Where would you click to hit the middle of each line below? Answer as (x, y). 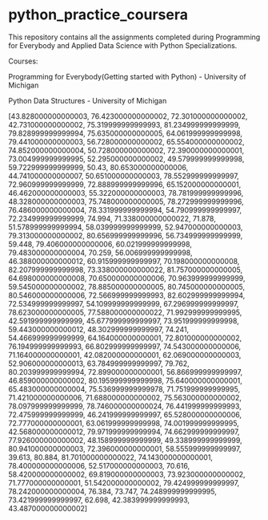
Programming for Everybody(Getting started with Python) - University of (127, 76)
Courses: (23, 61)
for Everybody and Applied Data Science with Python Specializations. (123, 45)
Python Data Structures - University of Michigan (88, 100)
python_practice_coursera (98, 15)
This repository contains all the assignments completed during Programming (134, 37)
